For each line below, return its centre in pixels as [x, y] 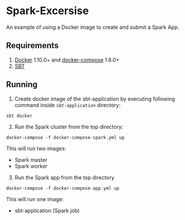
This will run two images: [36, 148]
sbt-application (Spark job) [47, 211]
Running [22, 84]
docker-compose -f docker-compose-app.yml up [63, 188]
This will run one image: [35, 199]
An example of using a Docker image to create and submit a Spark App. [93, 27]
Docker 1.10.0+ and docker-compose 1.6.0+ [67, 59]
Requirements [32, 46]
